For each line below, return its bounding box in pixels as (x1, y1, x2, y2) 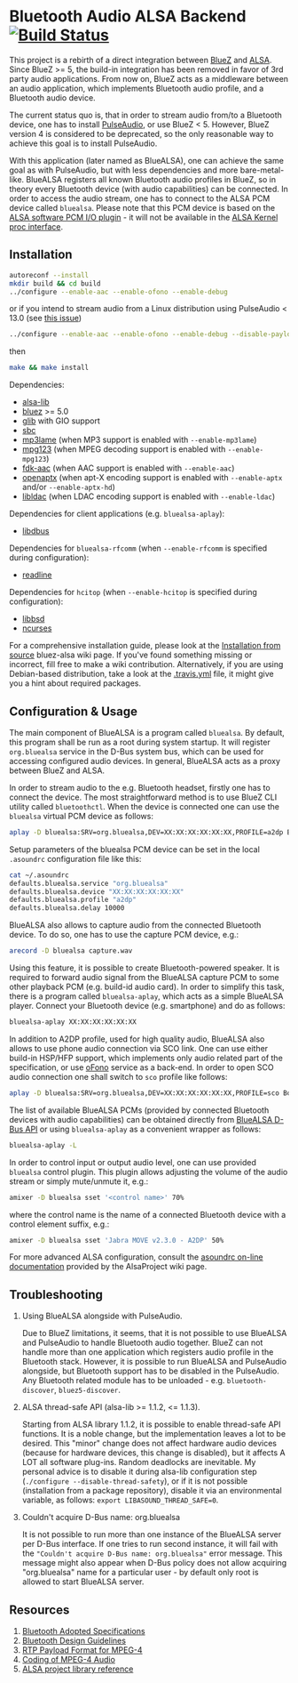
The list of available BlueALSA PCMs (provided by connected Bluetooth (9, 1105, 270, 1115)
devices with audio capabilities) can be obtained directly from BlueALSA (9, 1114, 273, 1124)
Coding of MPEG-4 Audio (21, 1655, 115, 1665)
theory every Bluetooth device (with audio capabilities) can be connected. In (9, 183, 288, 194)
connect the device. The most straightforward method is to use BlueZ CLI (9, 792, 278, 802)
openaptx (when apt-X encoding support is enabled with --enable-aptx (21, 472, 283, 483)
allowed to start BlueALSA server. (21, 1576, 145, 1587)
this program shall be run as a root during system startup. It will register (9, 737, 271, 747)
